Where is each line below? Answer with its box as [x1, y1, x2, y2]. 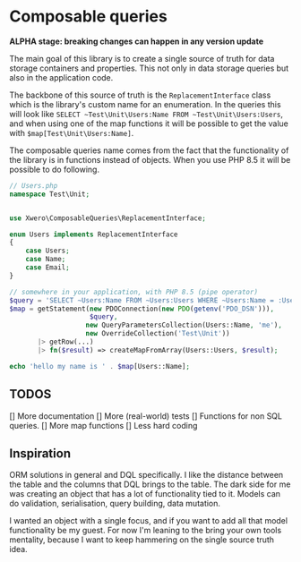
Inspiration [9, 446, 72, 461]
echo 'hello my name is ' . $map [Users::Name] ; [9, 362, 191, 370]
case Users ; [25, 246, 70, 256]
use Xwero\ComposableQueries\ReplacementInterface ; [9, 213, 206, 223]
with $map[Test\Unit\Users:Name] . [9, 127, 134, 138]
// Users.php [9, 181, 58, 190]
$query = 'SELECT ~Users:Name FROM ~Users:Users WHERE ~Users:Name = [9, 295, 275, 305]
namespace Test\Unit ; [9, 190, 90, 199]
